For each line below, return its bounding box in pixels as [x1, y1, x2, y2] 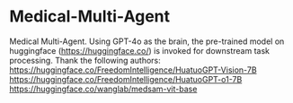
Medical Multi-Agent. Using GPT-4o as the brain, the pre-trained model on [9, 36, 285, 47]
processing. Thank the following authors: [9, 55, 162, 65]
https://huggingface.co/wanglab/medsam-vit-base [9, 83, 198, 94]
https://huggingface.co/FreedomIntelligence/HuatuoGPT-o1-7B [9, 73, 243, 84]
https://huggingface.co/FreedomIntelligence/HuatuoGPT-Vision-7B [9, 64, 258, 75]
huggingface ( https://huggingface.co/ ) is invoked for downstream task [9, 45, 271, 56]
